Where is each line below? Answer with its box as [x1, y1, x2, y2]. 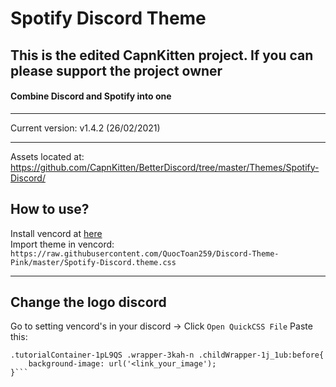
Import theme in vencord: [10, 238, 115, 250]
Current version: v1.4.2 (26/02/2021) [10, 122, 161, 134]
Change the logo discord [10, 293, 167, 311]
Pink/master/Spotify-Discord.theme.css [10, 257, 177, 267]
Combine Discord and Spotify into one [10, 90, 172, 102]
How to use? [10, 201, 90, 218]
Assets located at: [10, 150, 85, 162]
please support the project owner [10, 62, 223, 79]
